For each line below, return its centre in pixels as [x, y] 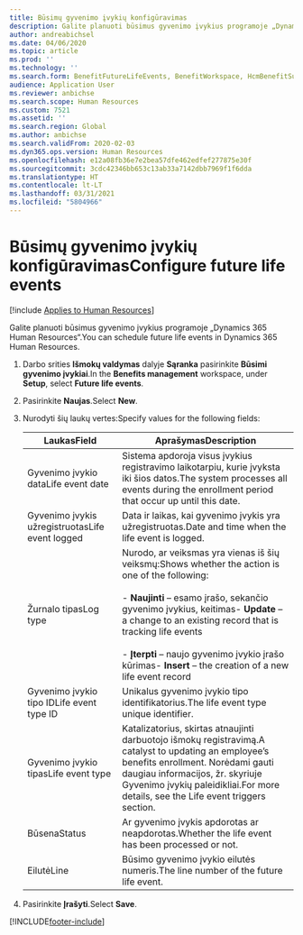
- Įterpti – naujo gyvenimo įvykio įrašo [203, 654]
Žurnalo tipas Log [63, 609]
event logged [55, 537]
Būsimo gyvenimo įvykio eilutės [188, 859]
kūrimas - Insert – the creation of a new [205, 665]
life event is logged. [163, 537]
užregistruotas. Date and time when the [204, 527]
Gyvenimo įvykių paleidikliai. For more [201, 784]
